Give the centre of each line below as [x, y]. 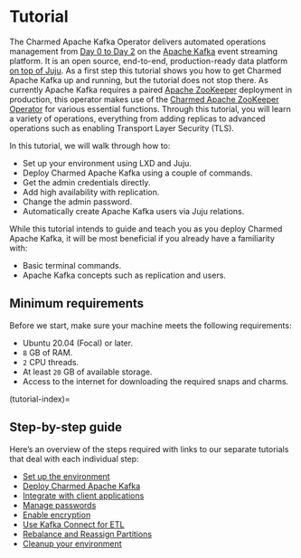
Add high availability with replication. [91, 192]
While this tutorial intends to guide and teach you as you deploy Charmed [146, 229]
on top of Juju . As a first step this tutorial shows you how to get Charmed [146, 71]
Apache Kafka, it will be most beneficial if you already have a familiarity [142, 238]
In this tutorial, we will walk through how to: [90, 146]
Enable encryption [56, 515]
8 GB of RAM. [47, 352]
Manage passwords [59, 505]
